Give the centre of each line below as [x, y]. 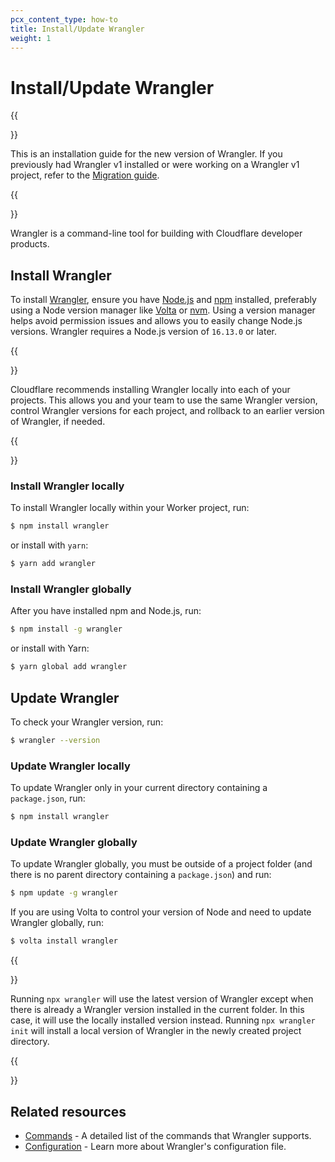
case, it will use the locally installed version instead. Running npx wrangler [163, 1020]
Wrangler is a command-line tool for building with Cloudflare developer [156, 233]
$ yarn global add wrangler [69, 667]
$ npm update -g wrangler [64, 893]
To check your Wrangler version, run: [87, 722]
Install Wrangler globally [71, 589]
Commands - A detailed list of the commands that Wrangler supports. [168, 1135]
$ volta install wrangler [64, 941]
